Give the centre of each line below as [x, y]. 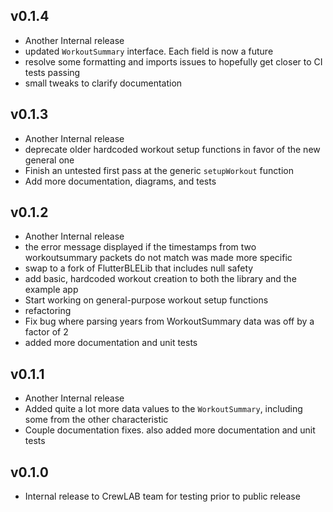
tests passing [52, 72]
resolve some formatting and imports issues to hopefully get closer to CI [173, 61]
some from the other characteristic [96, 420]
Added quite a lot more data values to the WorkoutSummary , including [163, 409]
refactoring [48, 311]
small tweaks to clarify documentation [103, 83]
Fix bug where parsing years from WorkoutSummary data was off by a [169, 321]
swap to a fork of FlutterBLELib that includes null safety [139, 268]
